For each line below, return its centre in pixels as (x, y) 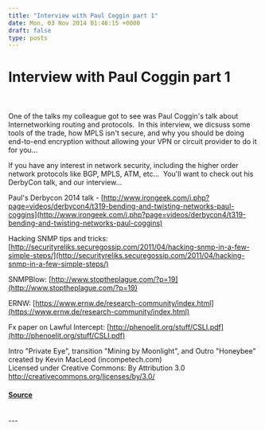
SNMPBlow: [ (30, 279)
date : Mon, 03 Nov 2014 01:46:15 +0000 (74, 23)
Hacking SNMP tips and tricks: (58, 239)
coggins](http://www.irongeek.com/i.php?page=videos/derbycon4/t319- (127, 215)
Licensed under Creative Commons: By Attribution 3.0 (97, 368)
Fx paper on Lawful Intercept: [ (59, 327)
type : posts (28, 38)
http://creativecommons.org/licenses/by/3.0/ (82, 377)
